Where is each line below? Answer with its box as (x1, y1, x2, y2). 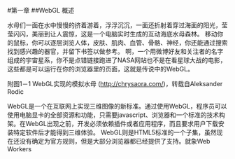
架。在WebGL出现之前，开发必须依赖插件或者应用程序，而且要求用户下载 (7, 120, 219, 127)
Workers (7, 145, 32, 153)
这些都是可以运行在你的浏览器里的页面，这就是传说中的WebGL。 (7, 65, 194, 73)
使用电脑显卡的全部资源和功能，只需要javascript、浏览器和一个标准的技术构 (7, 111, 226, 119)
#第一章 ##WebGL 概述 (7, 6, 75, 14)
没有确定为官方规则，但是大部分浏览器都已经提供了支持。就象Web (19, 137, 211, 145)
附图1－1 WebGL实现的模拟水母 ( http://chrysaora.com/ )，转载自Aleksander (7, 80, 223, 88)
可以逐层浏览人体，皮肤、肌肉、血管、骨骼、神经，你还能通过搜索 (37, 39, 228, 47)
